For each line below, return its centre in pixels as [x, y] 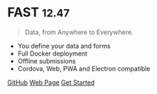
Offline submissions [47, 61]
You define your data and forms [64, 46]
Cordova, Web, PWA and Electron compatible [84, 68]
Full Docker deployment [52, 53]
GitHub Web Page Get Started [51, 82]
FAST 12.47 [38, 12]
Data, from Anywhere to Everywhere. [79, 32]
